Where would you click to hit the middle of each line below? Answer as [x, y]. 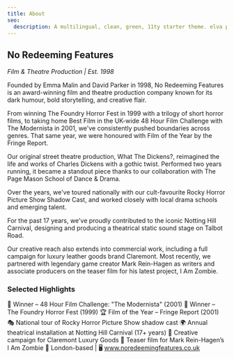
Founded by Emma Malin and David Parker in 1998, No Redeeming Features [116, 85]
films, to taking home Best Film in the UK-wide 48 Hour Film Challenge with [115, 121]
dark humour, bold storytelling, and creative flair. [77, 100]
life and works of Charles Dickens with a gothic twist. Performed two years [115, 164]
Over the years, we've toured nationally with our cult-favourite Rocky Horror [116, 192]
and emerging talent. [37, 207]
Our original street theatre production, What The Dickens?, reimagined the [114, 157]
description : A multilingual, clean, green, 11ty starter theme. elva [118, 26]
